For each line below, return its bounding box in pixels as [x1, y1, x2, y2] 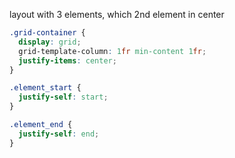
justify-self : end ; [18, 129, 100, 139]
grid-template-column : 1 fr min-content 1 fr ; [18, 46, 207, 56]
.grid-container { [9, 28, 86, 38]
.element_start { [9, 83, 82, 93]
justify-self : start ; [18, 92, 109, 103]
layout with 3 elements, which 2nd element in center [9, 9, 225, 20]
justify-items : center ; [18, 55, 117, 66]
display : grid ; [18, 37, 82, 47]
